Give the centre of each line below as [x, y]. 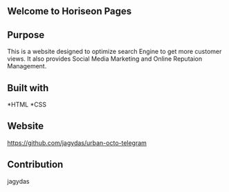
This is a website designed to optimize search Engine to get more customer [114, 52]
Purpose [26, 35]
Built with [28, 88]
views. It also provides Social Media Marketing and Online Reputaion [105, 59]
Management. [27, 66]
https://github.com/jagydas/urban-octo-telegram [77, 143]
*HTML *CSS [27, 105]
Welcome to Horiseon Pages [70, 11]
